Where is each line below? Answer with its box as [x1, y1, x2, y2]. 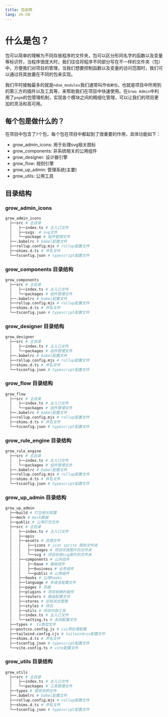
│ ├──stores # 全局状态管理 [9, 599, 68, 604]
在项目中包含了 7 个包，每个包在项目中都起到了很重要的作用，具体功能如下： [5, 131, 161, 137]
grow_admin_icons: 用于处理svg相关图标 [12, 142, 96, 148]
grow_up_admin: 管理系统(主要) [12, 167, 77, 173]
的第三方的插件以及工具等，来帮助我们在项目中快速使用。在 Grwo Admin [5, 88, 150, 94]
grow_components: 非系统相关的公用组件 [12, 148, 97, 154]
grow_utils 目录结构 [5, 658, 53, 665]
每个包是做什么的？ [5, 117, 64, 125]
